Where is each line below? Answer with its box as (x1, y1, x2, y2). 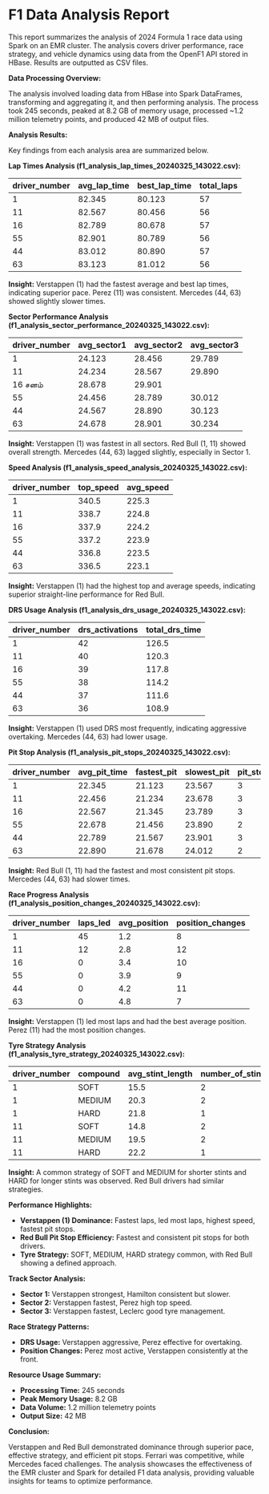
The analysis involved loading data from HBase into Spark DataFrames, (8, 88, 243, 98)
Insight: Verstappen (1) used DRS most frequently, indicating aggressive (8, 723, 247, 733)
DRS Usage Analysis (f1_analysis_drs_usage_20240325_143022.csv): (8, 605, 247, 614)
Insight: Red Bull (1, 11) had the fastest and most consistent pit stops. (8, 865, 235, 875)
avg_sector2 (134, 339, 183, 350)
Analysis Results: (8, 130, 68, 140)
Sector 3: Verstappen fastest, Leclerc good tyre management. (19, 1306, 226, 1316)
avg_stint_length (127, 1068, 193, 1079)
